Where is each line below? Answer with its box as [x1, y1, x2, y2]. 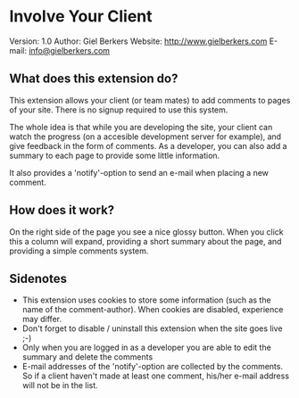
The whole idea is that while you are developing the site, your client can [9, 121, 273, 132]
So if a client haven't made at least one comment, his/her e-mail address [21, 370, 290, 381]
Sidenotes [9, 270, 67, 286]
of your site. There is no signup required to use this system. [9, 104, 228, 115]
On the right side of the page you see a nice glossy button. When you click [9, 226, 284, 237]
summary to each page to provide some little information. [9, 150, 220, 161]
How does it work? [9, 203, 115, 218]
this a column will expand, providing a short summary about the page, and [9, 236, 282, 246]
